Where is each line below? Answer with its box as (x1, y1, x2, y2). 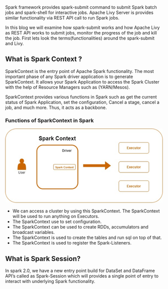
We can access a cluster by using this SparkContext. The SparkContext (12, 208, 160, 214)
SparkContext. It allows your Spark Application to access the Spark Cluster (5, 78, 160, 84)
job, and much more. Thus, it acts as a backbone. (5, 104, 107, 110)
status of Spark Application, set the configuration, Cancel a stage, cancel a (5, 99, 160, 105)
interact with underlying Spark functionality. (5, 278, 95, 284)
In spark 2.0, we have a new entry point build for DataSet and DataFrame (5, 267, 155, 273)
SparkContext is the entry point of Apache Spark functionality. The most (5, 68, 154, 74)
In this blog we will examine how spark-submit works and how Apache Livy (5, 24, 160, 30)
